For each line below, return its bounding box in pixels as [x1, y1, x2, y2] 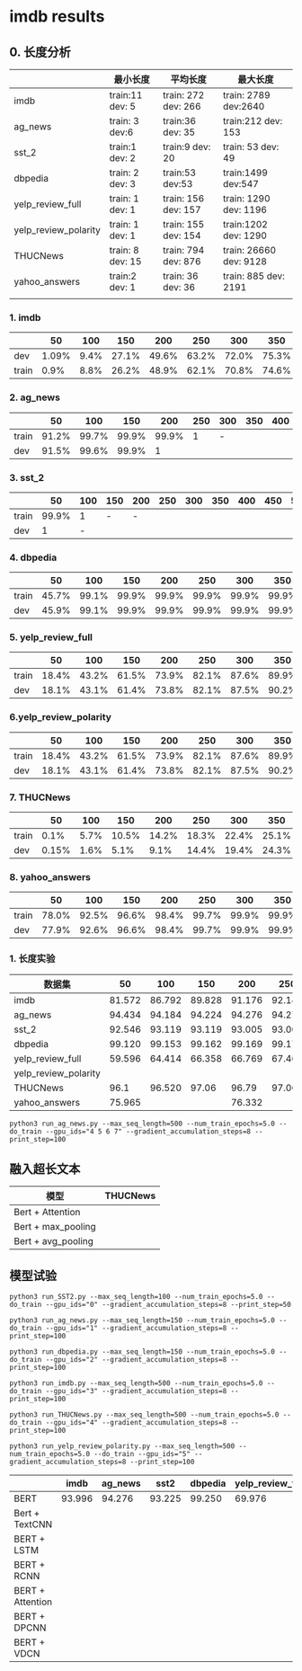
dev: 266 [163, 101, 201, 112]
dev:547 [223, 178, 259, 190]
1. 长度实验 [9, 953, 56, 965]
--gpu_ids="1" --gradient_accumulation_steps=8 [45, 1324, 227, 1333]
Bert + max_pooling [13, 1221, 96, 1233]
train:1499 [223, 166, 268, 179]
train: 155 [163, 218, 205, 230]
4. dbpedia [9, 551, 58, 564]
